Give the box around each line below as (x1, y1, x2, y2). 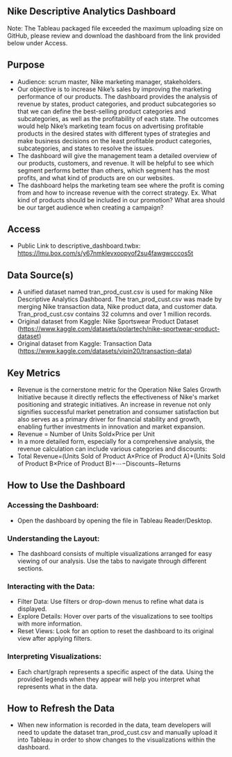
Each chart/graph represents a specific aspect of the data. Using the (17, 667, 214, 676)
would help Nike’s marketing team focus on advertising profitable (17, 122, 204, 130)
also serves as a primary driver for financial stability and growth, (17, 415, 201, 424)
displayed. (17, 605, 47, 613)
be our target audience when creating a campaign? (17, 203, 164, 212)
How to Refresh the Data (7, 703, 115, 715)
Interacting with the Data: (7, 581, 95, 591)
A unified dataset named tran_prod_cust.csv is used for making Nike (17, 288, 213, 296)
